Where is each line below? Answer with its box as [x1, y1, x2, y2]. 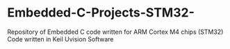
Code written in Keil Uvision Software [7, 35, 114, 43]
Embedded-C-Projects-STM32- [7, 5, 195, 21]
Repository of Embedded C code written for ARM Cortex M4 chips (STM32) [7, 28, 224, 36]
